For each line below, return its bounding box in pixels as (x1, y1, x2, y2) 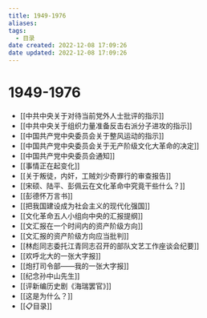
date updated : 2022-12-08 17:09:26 (8, 49, 128, 57)
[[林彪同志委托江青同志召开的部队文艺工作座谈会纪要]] (19, 241, 200, 251)
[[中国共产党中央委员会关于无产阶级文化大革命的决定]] (19, 141, 200, 151)
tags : (8, 26, 26, 34)
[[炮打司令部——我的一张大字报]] (19, 261, 130, 271)
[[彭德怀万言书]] (19, 191, 74, 200)
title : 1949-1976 (8, 11, 67, 20)
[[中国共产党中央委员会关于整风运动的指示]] (19, 131, 164, 140)
